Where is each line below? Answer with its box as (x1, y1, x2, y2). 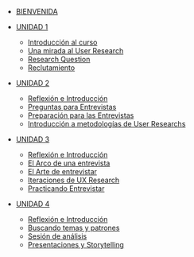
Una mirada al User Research (27, 46, 124, 55)
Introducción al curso (27, 37, 98, 47)
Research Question (27, 55, 91, 64)
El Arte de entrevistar (27, 167, 98, 176)
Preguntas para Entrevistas (27, 103, 117, 111)
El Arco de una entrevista (27, 158, 111, 168)
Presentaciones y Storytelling (27, 240, 125, 249)
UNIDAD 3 (15, 134, 50, 144)
